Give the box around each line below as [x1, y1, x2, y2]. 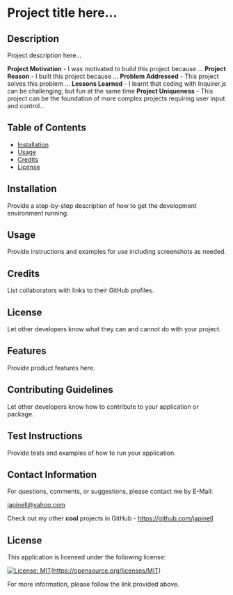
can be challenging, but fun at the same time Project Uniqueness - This [7, 87, 214, 95]
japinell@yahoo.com [7, 501, 66, 509]
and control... [7, 102, 45, 110]
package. [7, 409, 34, 418]
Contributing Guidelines [7, 384, 113, 396]
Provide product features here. [7, 363, 95, 372]
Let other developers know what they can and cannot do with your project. [7, 325, 221, 333]
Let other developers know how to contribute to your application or [7, 402, 200, 411]
